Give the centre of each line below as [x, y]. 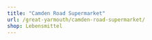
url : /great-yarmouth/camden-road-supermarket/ [76, 20]
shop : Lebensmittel [35, 26]
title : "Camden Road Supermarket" [56, 13]
